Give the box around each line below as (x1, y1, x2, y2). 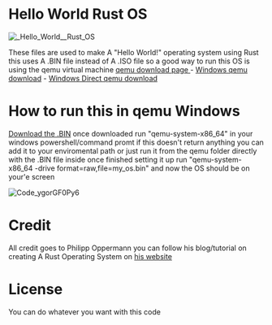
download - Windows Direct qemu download (8, 73, 158, 83)
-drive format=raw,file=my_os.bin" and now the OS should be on (34, 163, 250, 173)
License (8, 280, 63, 298)
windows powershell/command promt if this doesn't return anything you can (8, 137, 264, 147)
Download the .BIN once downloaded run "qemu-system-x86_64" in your (8, 128, 253, 138)
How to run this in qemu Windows (8, 102, 241, 120)
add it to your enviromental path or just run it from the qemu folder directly (8, 145, 257, 155)
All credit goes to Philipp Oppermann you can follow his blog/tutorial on (8, 243, 248, 253)
